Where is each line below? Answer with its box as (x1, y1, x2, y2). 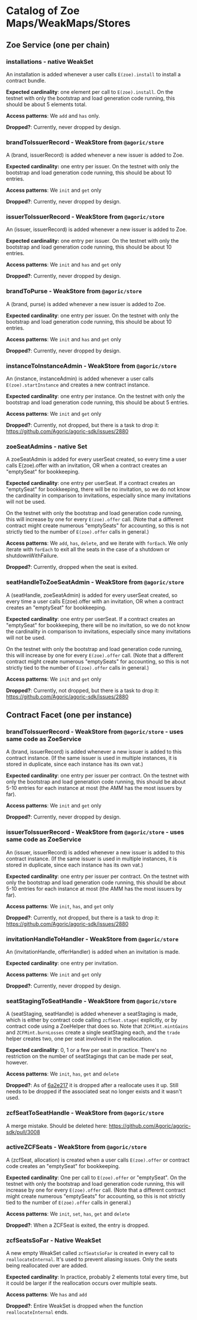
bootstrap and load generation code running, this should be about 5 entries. (6, 399, 189, 406)
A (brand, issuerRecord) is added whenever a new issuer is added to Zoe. (6, 151, 184, 159)
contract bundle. (6, 77, 46, 84)
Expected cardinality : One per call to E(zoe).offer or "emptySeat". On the (6, 1174, 186, 1181)
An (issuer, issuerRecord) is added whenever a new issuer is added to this (6, 849, 185, 856)
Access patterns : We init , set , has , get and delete (6, 1210, 130, 1217)
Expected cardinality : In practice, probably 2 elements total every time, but (6, 1274, 189, 1281)
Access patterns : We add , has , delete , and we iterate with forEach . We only (6, 539, 188, 547)
